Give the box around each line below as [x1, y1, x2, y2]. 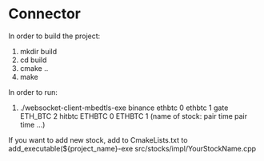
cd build [19, 55, 47, 65]
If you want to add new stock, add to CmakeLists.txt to [8, 135, 188, 144]
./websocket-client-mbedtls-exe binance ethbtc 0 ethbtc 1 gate [19, 103, 229, 112]
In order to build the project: [8, 31, 101, 41]
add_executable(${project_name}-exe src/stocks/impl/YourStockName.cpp [8, 143, 257, 153]
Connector [8, 5, 82, 23]
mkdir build [19, 46, 58, 56]
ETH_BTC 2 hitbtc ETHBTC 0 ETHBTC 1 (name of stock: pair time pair [19, 111, 248, 120]
